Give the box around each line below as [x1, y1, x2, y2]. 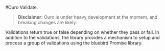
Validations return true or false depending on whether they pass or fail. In [5, 29, 159, 35]
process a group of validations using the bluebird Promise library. [5, 40, 143, 46]
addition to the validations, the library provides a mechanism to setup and [5, 35, 160, 40]
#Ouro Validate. [5, 5, 38, 10]
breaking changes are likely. [17, 20, 77, 25]
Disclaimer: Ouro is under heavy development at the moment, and [17, 14, 158, 20]
